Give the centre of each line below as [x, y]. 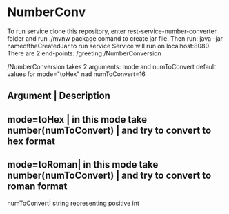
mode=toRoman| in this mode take [83, 164]
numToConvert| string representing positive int [73, 203]
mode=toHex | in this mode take [77, 119]
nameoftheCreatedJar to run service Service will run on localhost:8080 [108, 46]
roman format [37, 187]
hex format [31, 141]
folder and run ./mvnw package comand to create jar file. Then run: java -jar [115, 38]
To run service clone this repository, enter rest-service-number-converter [112, 31]
